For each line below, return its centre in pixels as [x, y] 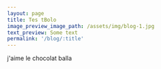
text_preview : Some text [42, 32]
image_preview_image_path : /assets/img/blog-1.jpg [81, 26]
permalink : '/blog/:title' [46, 39]
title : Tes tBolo [32, 20]
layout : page [26, 13]
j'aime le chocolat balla [39, 58]
